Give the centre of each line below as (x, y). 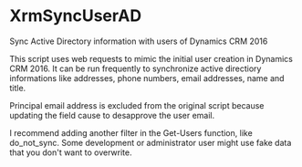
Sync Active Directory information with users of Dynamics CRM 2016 (139, 41)
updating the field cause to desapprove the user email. (112, 115)
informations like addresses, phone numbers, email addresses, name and (147, 78)
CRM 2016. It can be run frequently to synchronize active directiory (135, 68)
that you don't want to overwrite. (71, 152)
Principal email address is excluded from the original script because (137, 105)
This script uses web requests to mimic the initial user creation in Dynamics (151, 58)
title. (18, 88)
